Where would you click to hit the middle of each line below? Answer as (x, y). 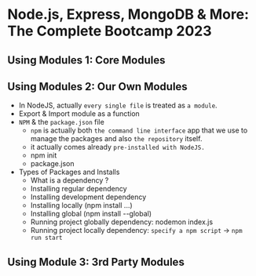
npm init (44, 155)
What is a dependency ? (69, 180)
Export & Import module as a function (79, 114)
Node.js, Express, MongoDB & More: (128, 15)
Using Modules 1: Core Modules (86, 60)
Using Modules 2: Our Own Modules (97, 87)
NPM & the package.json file (62, 122)
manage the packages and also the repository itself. (116, 139)
